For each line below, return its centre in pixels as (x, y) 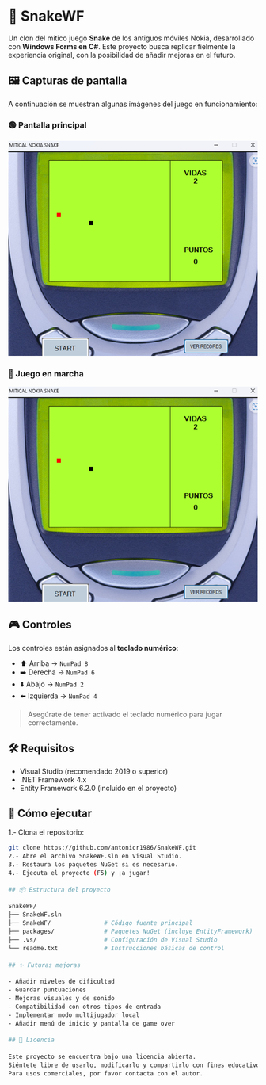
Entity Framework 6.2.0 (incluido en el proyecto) (98, 789)
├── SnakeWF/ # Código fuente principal (101, 923)
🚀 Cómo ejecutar (50, 813)
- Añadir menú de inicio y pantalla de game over (92, 1023)
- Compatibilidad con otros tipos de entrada (84, 1007)
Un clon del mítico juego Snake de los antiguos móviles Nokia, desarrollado (131, 38)
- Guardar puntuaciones (47, 990)
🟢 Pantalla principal (47, 124)
